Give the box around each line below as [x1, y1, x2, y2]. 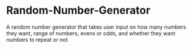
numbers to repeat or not [6, 36, 68, 43]
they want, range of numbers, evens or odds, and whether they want [6, 29, 175, 36]
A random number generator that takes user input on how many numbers [6, 23, 187, 30]
